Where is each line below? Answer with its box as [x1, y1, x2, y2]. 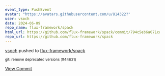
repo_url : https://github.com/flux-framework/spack [5, 35, 113, 39]
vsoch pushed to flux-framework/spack [5, 47, 85, 54]
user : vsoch [5, 16, 29, 21]
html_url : [5, 30, 26, 35]
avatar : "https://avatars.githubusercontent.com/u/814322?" [5, 12, 131, 17]
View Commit [5, 65, 32, 71]
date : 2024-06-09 [5, 20, 41, 26]
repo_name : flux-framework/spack [5, 25, 74, 30]
